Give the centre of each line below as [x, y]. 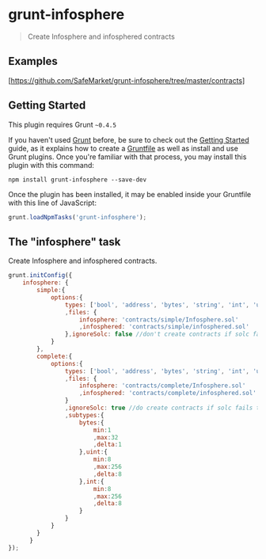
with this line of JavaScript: [53, 203]
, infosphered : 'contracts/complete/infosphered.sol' [168, 394]
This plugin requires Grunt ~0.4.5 [63, 124]
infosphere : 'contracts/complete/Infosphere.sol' [162, 386]
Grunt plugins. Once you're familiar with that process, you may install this [127, 157]
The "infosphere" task [65, 242]
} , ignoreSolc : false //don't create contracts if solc [157, 334]
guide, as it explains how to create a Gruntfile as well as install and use [123, 148]
